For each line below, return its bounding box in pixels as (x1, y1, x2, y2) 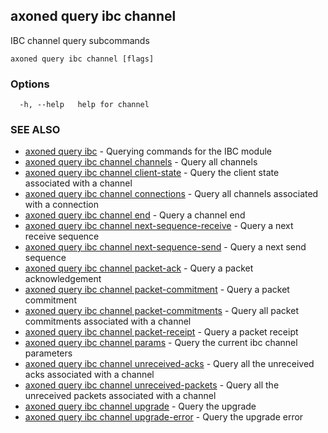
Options (10, 77, 50, 91)
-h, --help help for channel (19, 100, 150, 110)
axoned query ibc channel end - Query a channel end (24, 209, 246, 221)
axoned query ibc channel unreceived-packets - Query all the (24, 379, 280, 391)
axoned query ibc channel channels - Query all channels (24, 156, 258, 168)
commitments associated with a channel (24, 315, 192, 328)
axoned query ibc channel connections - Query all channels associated (24, 188, 319, 200)
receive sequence (24, 230, 100, 243)
